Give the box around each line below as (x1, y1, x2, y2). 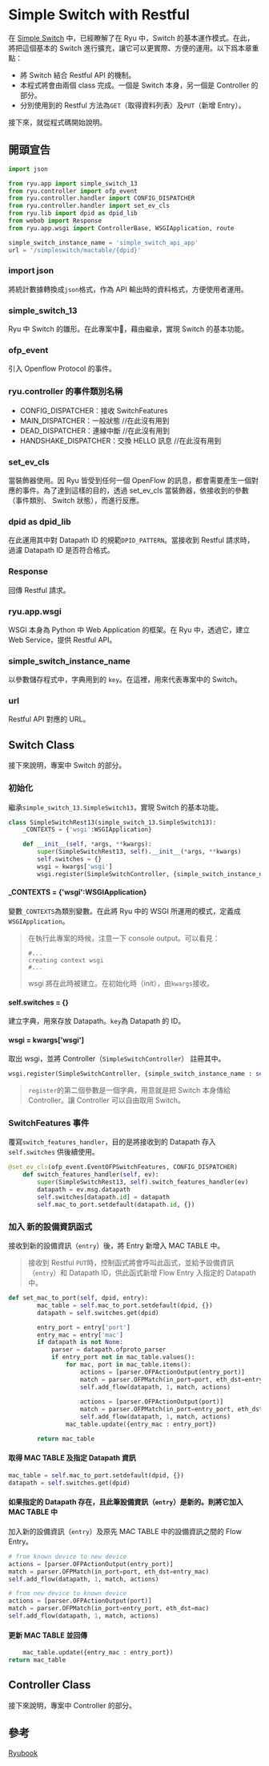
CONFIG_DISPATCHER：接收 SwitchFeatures (19, 405, 168, 415)
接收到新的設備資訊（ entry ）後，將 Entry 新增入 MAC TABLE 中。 (8, 1241, 225, 1251)
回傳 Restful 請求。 (8, 585, 70, 595)
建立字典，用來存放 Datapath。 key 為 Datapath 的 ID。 (8, 1017, 186, 1026)
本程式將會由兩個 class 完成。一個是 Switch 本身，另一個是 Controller (19, 80, 250, 90)
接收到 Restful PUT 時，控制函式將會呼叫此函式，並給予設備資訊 (27, 1258, 235, 1268)
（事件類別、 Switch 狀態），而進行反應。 (8, 495, 144, 505)
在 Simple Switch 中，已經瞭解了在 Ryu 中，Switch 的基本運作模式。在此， (8, 33, 255, 43)
